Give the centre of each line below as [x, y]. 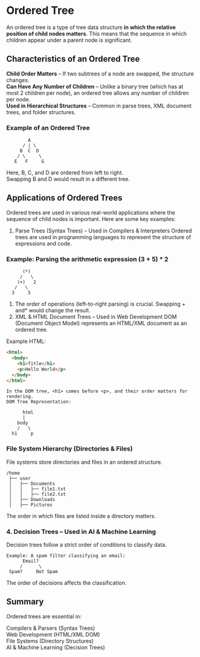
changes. [18, 80]
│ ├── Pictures [31, 505]
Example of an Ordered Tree [48, 127]
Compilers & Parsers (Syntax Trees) [51, 628]
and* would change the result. [53, 310]
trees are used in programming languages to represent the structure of [103, 237]
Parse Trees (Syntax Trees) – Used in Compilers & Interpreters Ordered [103, 231]
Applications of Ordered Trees [64, 198]
